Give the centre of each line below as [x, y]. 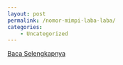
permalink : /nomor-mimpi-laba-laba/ [61, 20]
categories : [25, 27]
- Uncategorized [44, 34]
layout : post [27, 14]
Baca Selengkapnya [37, 54]
